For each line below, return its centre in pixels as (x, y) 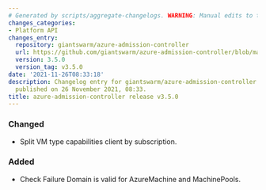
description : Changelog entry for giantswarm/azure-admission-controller (133, 82)
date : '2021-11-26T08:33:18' (56, 74)
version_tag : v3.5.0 (49, 67)
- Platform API (33, 30)
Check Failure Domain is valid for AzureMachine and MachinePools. (130, 179)
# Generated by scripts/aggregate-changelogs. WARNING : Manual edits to (131, 15)
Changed (27, 124)
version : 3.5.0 (40, 60)
